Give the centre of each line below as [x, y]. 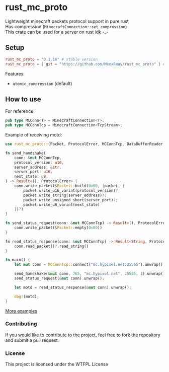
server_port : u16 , [33, 172]
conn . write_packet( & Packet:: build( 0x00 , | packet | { [69, 186]
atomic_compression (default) [42, 83]
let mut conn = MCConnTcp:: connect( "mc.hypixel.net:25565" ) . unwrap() [89, 265]
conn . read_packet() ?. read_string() [52, 246]
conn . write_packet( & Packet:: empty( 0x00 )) [58, 228]
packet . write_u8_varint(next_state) [62, 205]
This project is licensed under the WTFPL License [57, 364]
